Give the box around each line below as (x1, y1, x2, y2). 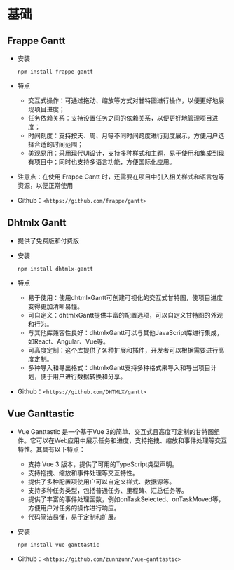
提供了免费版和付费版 (17, 236, 79, 245)
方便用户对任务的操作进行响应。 (27, 503, 121, 512)
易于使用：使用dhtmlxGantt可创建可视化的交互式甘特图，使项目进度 (27, 293, 223, 301)
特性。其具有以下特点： (17, 445, 85, 453)
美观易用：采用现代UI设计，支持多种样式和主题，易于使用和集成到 (27, 149, 219, 157)
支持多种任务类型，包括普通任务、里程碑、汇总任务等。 (27, 486, 188, 494)
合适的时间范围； (34, 140, 84, 148)
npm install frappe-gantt (17, 68, 93, 75)
